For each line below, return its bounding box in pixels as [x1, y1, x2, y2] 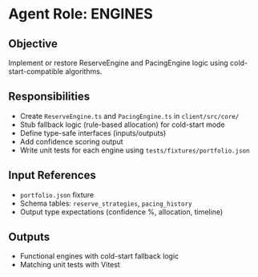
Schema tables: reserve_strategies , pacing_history [19, 198, 192, 208]
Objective [8, 37, 58, 51]
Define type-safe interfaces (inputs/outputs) [19, 128, 167, 137]
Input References [8, 169, 96, 182]
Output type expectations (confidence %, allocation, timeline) [19, 206, 224, 217]
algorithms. [65, 67, 103, 76]
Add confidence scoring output [19, 136, 123, 146]
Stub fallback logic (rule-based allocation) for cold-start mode [19, 120, 226, 129]
